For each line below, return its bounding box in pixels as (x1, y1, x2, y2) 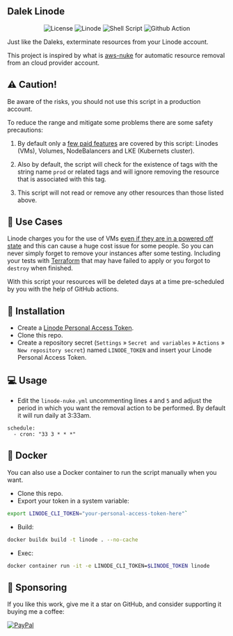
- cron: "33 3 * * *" (13, 431, 77, 438)
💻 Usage (7, 374, 47, 386)
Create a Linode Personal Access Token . (17, 324, 134, 332)
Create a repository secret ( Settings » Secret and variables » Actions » (17, 338, 225, 347)
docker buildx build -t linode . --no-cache (7, 536, 138, 543)
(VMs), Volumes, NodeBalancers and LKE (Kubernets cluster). (17, 146, 195, 155)
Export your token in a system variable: (17, 497, 130, 505)
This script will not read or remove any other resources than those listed (17, 188, 224, 197)
